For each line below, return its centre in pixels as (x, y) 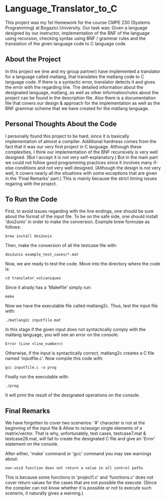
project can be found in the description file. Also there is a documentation (81, 98)
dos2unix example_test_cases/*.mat (42, 254)
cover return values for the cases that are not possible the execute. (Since (81, 483)
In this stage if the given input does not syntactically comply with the (76, 330)
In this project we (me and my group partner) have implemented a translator (83, 71)
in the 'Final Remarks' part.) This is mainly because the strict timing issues (81, 178)
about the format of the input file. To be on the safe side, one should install (82, 217)
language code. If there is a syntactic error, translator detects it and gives (80, 82)
